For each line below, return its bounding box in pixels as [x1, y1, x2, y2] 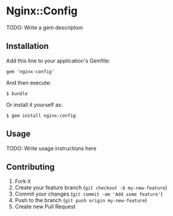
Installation [6, 41, 49, 51]
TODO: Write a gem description [6, 24, 84, 31]
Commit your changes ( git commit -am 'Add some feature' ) [14, 190, 163, 198]
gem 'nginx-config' [6, 69, 55, 75]
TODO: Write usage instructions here [6, 144, 97, 152]
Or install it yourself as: [6, 101, 63, 108]
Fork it [14, 178, 31, 185]
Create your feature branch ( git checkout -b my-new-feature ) [14, 184, 168, 192]
